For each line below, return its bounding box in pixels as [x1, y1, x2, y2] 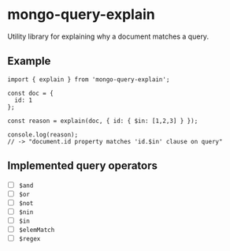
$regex [18, 234, 41, 242]
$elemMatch [18, 226, 55, 234]
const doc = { [7, 89, 54, 97]
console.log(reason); [7, 130, 79, 139]
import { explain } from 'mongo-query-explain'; [7, 75, 170, 84]
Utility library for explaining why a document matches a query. [7, 32, 210, 41]
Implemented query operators [7, 159, 158, 173]
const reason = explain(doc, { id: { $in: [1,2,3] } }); [7, 117, 198, 125]
